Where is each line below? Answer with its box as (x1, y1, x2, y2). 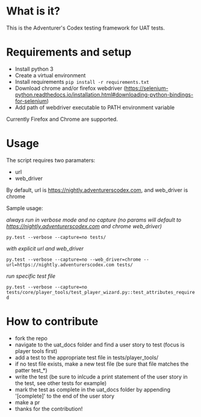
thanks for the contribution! (14, 405, 83, 412)
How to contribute (6, 315, 99, 328)
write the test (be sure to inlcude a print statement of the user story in (14, 373, 188, 380)
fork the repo (14, 334, 48, 342)
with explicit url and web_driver (6, 244, 84, 252)
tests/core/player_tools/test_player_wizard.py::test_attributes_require (6, 289, 196, 295)
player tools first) (14, 347, 58, 354)
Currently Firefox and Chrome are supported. (6, 115, 119, 123)
